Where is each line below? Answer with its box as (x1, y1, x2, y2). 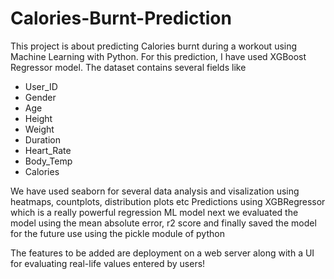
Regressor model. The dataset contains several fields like (10, 61, 247, 73)
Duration (24, 133, 61, 146)
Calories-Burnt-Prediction (10, 7, 232, 30)
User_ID (24, 80, 58, 92)
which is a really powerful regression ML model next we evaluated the (10, 206, 299, 218)
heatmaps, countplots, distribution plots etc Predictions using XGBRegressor (10, 195, 326, 207)
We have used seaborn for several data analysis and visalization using (10, 185, 300, 197)
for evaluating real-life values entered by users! (10, 257, 206, 269)
